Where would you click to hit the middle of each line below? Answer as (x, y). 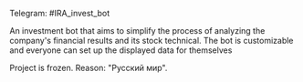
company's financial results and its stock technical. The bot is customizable (151, 41)
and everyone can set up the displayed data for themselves (121, 50)
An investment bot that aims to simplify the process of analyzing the (137, 31)
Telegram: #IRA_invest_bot (60, 13)
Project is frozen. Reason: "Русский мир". (89, 68)
